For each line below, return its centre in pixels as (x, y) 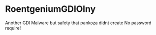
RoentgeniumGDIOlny (50, 9)
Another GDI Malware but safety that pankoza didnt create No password (78, 23)
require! (13, 28)
